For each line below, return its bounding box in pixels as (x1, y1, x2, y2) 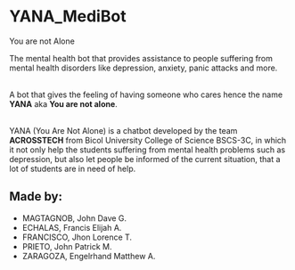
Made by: (9, 189, 62, 204)
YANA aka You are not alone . (9, 98, 118, 109)
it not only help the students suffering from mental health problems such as (9, 144, 286, 155)
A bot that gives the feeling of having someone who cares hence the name (9, 89, 283, 100)
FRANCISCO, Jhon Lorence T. (21, 232, 132, 242)
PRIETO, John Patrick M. (21, 241, 112, 251)
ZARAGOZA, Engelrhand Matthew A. (21, 250, 156, 261)
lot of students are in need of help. (9, 163, 136, 174)
